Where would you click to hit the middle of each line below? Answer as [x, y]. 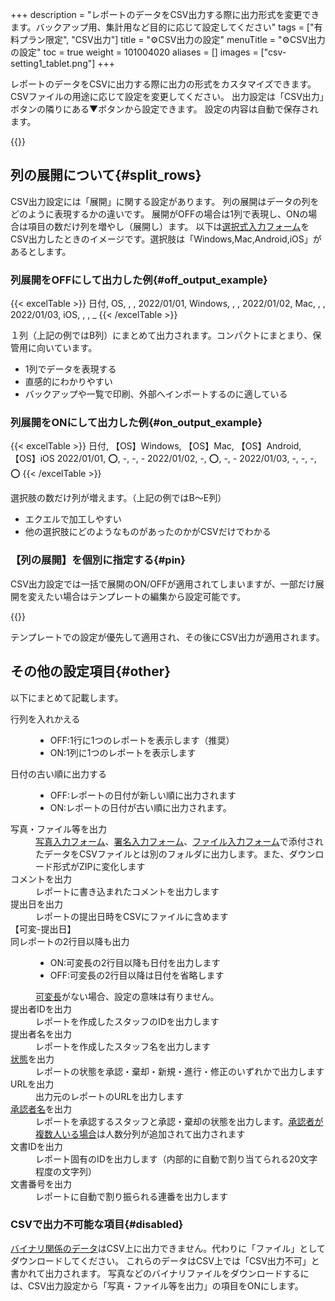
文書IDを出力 [36, 1146]
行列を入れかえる [45, 719]
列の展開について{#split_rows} [106, 175]
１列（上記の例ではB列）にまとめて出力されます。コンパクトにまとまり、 [161, 335]
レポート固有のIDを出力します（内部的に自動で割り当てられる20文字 [176, 1159]
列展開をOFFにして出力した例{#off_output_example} [139, 280]
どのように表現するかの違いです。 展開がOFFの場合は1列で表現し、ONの [159, 214]
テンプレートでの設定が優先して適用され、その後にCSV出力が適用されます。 [167, 637]
